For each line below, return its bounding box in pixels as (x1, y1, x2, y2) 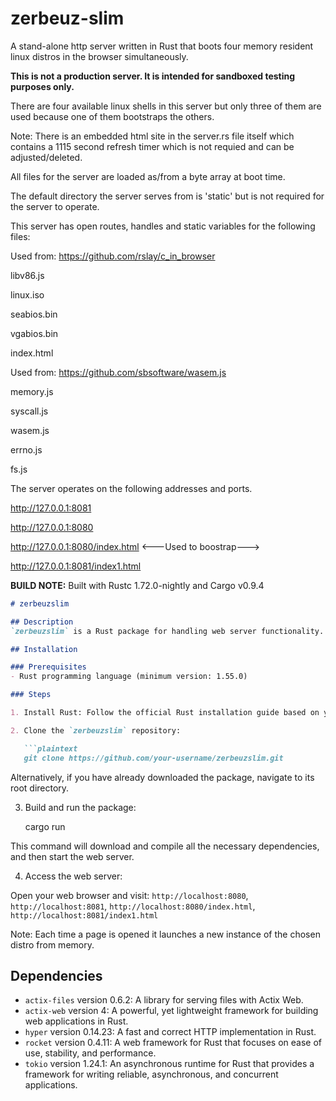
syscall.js (10, 405, 49, 417)
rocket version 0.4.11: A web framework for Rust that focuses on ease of (24, 1037, 322, 1049)
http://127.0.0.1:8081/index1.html (10, 560, 142, 572)
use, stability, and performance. (24, 1047, 157, 1059)
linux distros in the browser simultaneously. (10, 50, 189, 62)
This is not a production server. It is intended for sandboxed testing (10, 70, 296, 82)
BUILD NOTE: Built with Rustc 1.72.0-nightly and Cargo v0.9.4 (10, 579, 265, 591)
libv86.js (10, 269, 45, 281)
